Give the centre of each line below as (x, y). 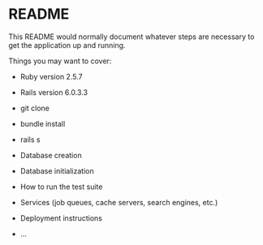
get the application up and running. (67, 45)
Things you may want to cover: (60, 61)
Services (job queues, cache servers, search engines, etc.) (119, 202)
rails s (30, 140)
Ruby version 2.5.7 (51, 76)
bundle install (43, 123)
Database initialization (57, 170)
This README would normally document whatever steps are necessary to (131, 37)
